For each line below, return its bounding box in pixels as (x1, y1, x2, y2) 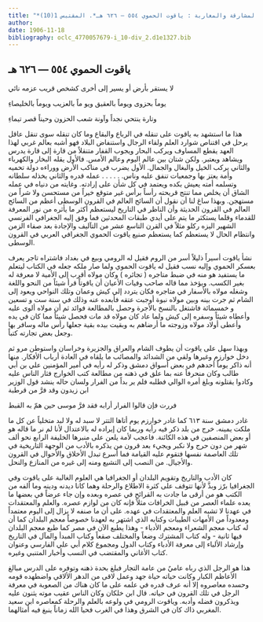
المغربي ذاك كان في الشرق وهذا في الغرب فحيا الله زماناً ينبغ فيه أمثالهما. (8, 605, 221, 614)
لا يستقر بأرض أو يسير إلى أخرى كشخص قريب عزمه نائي (8, 83, 174, 93)
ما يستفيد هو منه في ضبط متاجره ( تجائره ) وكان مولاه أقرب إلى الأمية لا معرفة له (8, 270, 246, 279)
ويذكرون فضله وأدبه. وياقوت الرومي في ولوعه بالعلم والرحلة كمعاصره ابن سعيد (8, 597, 239, 606)
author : (8, 19, 34, 27)
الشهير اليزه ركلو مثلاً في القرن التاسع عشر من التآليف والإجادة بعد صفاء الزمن (8, 221, 236, 230)
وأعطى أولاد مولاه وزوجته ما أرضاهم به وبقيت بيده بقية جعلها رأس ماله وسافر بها (8, 320, 242, 329)
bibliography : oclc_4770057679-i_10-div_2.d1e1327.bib (8, 33, 192, 42)
